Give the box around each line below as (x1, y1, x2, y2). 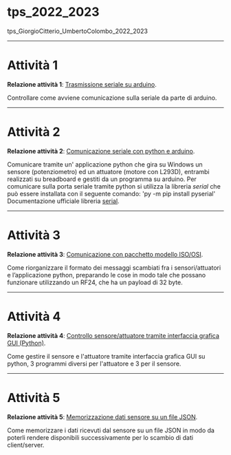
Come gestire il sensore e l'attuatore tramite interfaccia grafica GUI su (7, 352, 206, 360)
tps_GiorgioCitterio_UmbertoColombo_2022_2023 (7, 27, 148, 35)
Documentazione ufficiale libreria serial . (7, 197, 120, 205)
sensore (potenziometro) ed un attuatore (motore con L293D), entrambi (7, 167, 210, 176)
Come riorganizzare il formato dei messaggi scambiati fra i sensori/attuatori (7, 263, 221, 272)
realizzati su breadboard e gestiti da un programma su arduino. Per (7, 175, 197, 183)
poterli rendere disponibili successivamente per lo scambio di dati (7, 433, 194, 441)
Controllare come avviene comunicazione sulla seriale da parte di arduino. (7, 94, 217, 102)
